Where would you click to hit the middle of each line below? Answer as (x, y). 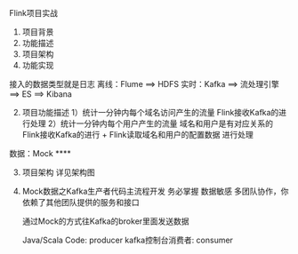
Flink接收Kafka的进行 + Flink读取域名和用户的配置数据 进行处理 (137, 135)
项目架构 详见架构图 (58, 172)
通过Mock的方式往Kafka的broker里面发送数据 (105, 221)
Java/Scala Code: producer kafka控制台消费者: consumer (128, 240)
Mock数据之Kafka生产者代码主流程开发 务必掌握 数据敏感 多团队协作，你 (155, 191)
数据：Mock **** (40, 153)
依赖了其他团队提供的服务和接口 (81, 202)
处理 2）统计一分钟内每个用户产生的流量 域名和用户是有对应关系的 (152, 123)
